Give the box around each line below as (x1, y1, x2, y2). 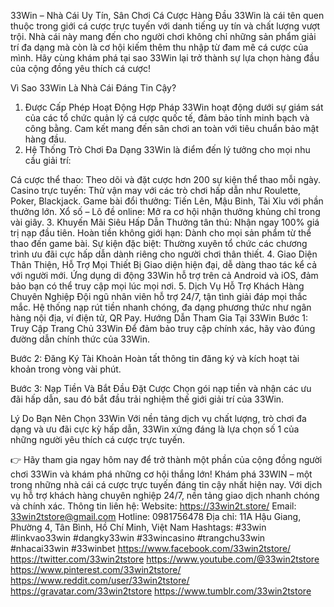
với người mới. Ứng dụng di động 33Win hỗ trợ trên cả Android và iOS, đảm (10, 270, 319, 281)
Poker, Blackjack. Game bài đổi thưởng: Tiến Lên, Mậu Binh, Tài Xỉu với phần (10, 195, 324, 207)
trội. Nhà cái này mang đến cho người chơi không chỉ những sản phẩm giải (10, 31, 317, 42)
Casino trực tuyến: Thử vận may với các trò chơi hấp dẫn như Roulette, (10, 185, 302, 196)
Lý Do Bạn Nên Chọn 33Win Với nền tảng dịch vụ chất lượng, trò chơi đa (10, 413, 307, 424)
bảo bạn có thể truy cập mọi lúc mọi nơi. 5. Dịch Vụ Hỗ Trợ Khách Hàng (10, 280, 305, 292)
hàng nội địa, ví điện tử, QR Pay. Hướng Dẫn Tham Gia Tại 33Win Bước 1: (10, 312, 309, 324)
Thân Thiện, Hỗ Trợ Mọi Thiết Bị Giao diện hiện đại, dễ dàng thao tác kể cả (10, 259, 318, 270)
